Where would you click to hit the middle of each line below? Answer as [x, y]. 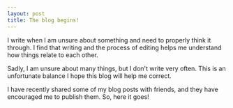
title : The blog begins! [43, 20]
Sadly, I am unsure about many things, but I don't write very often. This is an [116, 68]
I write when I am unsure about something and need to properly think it [109, 40]
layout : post [26, 14]
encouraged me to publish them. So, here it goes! [78, 97]
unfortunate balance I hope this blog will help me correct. [90, 76]
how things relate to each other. [53, 55]
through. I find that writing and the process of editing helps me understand [114, 47]
